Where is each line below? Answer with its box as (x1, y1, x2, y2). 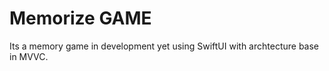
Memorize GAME (9, 7, 152, 30)
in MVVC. (9, 50, 49, 62)
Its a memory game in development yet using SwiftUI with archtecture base (9, 40, 320, 52)
